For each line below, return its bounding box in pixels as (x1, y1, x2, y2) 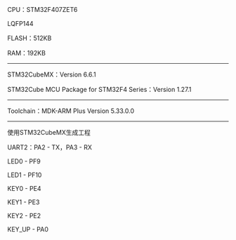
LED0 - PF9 (7, 157, 41, 166)
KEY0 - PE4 (7, 185, 41, 192)
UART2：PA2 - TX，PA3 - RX (7, 143, 93, 152)
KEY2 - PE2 (7, 212, 41, 220)
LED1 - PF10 (7, 171, 42, 179)
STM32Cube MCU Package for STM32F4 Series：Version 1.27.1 (7, 86, 192, 93)
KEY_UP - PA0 (7, 225, 49, 233)
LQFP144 (7, 20, 34, 27)
